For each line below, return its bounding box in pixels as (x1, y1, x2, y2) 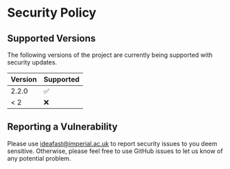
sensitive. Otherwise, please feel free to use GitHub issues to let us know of (7, 147, 223, 155)
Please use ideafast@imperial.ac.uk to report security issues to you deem (7, 139, 218, 148)
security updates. (7, 58, 57, 66)
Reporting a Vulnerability (7, 121, 118, 133)
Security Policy (7, 5, 97, 21)
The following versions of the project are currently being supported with (7, 51, 213, 59)
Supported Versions (7, 33, 96, 44)
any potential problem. (7, 154, 71, 162)
